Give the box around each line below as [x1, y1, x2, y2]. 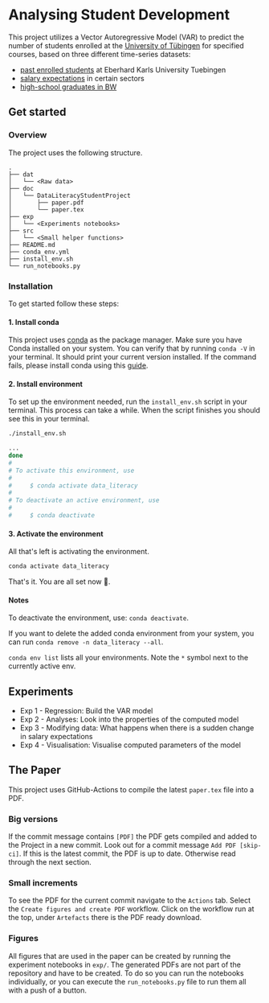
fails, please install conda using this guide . [8, 360, 149, 371]
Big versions [8, 813, 59, 824]
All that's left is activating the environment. [8, 547, 150, 557]
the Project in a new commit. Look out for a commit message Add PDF [8, 841, 237, 850]
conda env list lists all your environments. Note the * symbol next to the [8, 653, 249, 663]
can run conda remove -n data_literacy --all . [8, 637, 164, 647]
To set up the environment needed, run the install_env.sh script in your [8, 397, 247, 407]
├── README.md [8, 240, 56, 249]
